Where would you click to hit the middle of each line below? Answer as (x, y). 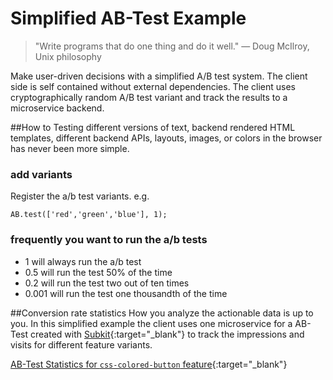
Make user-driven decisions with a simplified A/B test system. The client (159, 76)
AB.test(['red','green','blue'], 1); (89, 215)
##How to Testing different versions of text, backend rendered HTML (153, 127)
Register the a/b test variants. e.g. (80, 196)
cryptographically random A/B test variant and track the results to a (149, 97)
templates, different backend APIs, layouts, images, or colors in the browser (166, 138)
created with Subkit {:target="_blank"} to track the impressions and (167, 334)
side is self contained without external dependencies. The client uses (153, 86)
